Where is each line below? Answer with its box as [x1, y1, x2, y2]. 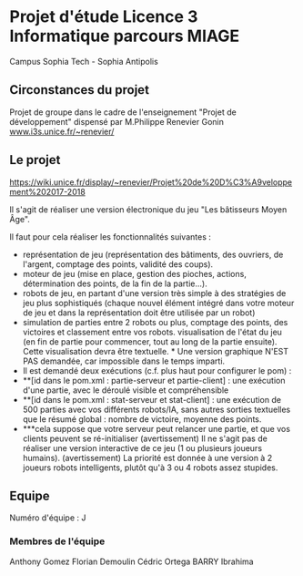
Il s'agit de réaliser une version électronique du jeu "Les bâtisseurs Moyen [9, 203, 288, 215]
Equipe [9, 488, 50, 503]
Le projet [9, 152, 61, 168]
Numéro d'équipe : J [9, 512, 86, 523]
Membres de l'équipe [9, 535, 106, 548]
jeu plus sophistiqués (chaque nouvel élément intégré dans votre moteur [22, 297, 295, 308]
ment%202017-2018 [9, 186, 86, 197]
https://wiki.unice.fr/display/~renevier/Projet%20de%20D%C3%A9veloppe [9, 176, 293, 188]
